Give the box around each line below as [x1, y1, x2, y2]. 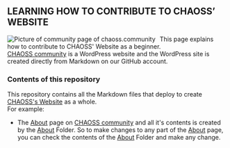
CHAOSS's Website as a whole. [7, 97, 97, 106]
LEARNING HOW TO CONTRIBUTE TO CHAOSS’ [7, 6, 215, 17]
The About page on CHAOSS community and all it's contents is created [17, 118, 221, 127]
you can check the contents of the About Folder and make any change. [17, 133, 221, 142]
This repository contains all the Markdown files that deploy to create [7, 90, 203, 99]
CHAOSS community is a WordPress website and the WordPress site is [7, 49, 210, 58]
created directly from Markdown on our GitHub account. [7, 57, 168, 65]
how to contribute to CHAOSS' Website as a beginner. [7, 42, 161, 51]
